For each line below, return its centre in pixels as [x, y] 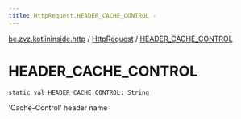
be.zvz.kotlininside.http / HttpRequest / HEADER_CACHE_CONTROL [120, 39]
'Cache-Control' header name [58, 107]
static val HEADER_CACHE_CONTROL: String [79, 92]
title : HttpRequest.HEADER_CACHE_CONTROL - [83, 16]
